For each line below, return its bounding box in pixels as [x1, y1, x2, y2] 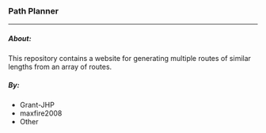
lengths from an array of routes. [8, 62, 112, 72]
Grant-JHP [19, 101, 55, 110]
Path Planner [8, 6, 59, 17]
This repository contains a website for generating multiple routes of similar [8, 54, 252, 63]
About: [8, 33, 32, 43]
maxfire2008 [19, 108, 63, 118]
